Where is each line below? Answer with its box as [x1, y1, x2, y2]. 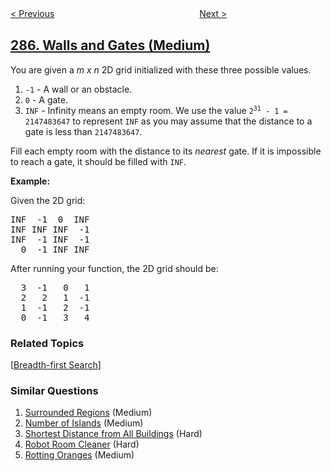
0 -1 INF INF [20, 243, 90, 255]
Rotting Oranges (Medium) [24, 449, 135, 461]
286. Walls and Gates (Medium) [10, 37, 211, 54]
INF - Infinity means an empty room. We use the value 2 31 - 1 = [24, 104, 288, 116]
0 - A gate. [24, 93, 68, 106]
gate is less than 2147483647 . [24, 125, 143, 137]
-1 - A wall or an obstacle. [24, 83, 133, 95]
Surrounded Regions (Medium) [24, 407, 153, 419]
